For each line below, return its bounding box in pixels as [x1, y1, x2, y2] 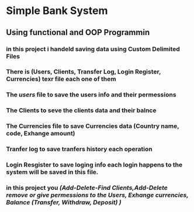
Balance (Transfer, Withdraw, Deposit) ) [6, 198, 122, 206]
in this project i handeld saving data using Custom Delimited [6, 45, 180, 53]
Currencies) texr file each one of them [6, 75, 116, 83]
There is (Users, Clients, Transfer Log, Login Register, [6, 68, 161, 76]
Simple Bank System [6, 4, 108, 18]
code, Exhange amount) [6, 130, 75, 138]
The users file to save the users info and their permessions [6, 91, 176, 99]
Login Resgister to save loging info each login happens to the [6, 161, 183, 169]
